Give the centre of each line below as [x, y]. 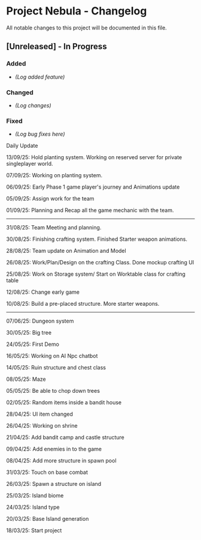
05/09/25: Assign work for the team [50, 199]
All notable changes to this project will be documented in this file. [87, 28]
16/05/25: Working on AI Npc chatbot [52, 356]
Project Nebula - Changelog [77, 11]
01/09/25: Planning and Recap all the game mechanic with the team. [90, 210]
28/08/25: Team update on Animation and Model [66, 251]
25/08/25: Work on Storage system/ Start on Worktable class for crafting [96, 274]
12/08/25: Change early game [43, 292]
